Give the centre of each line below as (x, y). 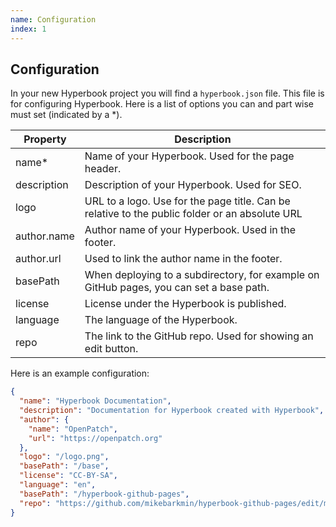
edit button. (111, 349)
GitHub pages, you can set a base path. (177, 288)
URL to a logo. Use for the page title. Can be (187, 201)
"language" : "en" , (58, 485)
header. (103, 169)
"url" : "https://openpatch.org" (95, 438)
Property (45, 139)
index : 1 (28, 29)
